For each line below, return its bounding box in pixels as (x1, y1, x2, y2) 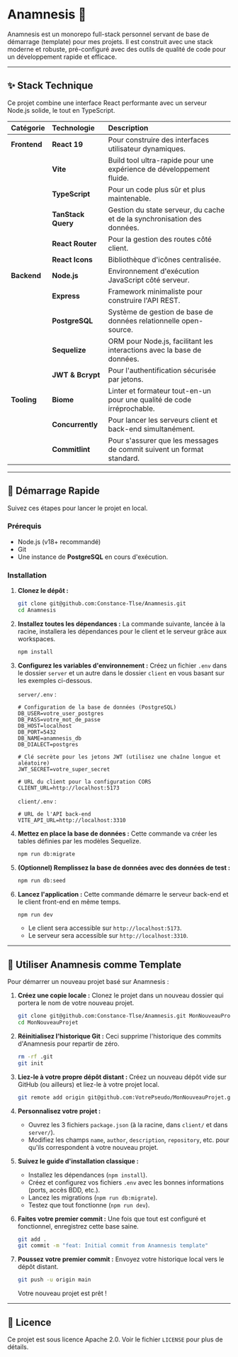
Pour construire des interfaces (108, 135, 210, 145)
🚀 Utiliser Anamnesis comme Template (7, 958, 182, 970)
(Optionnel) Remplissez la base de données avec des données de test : (17, 863, 230, 872)
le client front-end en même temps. (17, 897, 121, 906)
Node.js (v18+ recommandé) (17, 537, 101, 545)
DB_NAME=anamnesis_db (17, 734, 81, 742)
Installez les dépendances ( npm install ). (28, 1170, 147, 1179)
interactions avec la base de (108, 345, 202, 355)
